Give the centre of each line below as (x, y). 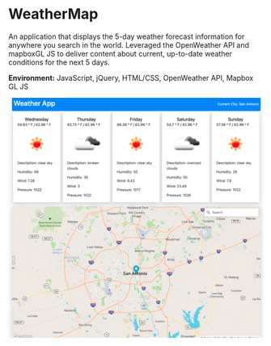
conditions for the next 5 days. (59, 62)
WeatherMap (53, 14)
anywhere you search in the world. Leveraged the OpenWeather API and (129, 44)
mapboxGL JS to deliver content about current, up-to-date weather (121, 53)
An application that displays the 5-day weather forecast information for (127, 36)
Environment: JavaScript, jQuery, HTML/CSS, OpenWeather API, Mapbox (131, 78)
